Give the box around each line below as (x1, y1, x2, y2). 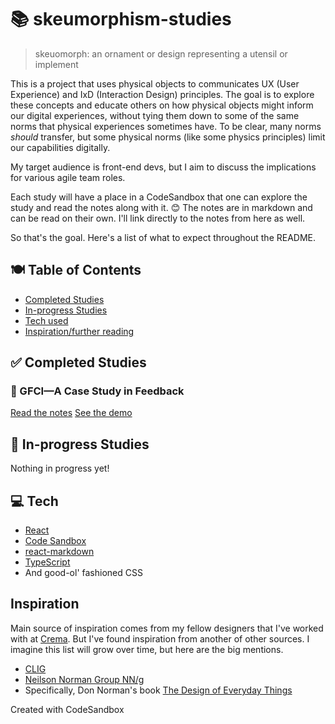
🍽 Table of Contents (10, 262, 142, 279)
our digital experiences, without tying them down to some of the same (10, 109, 300, 121)
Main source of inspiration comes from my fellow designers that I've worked (10, 622, 324, 634)
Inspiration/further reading (24, 325, 135, 337)
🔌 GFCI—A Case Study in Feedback (10, 384, 185, 398)
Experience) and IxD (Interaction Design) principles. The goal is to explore (10, 88, 315, 100)
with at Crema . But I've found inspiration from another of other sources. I (10, 632, 310, 645)
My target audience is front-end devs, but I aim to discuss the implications (10, 161, 317, 173)
